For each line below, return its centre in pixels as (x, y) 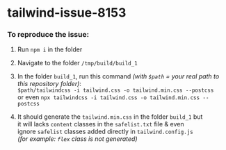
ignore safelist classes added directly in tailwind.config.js (105, 132)
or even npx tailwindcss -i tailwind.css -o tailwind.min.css (108, 97)
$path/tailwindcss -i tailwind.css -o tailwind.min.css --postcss (115, 91)
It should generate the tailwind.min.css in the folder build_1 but (110, 117)
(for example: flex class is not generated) (77, 139)
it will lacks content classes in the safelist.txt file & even (100, 124)
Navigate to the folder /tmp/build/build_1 (77, 63)
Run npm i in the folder (50, 49)
